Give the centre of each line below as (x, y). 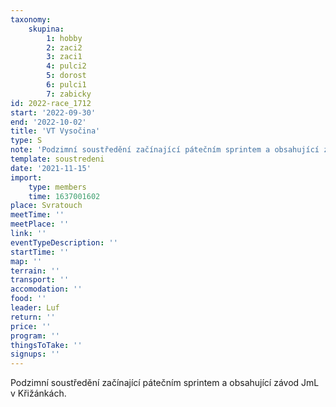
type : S (26, 141)
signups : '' (35, 354)
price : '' (31, 326)
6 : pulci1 (66, 85)
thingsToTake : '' (46, 345)
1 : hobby (64, 38)
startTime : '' (40, 252)
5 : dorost (66, 76)
